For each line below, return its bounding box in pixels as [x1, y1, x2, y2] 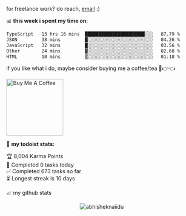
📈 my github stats [6, 189, 52, 197]
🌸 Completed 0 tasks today [6, 161, 74, 168]
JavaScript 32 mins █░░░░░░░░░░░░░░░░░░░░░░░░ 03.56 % [6, 42, 181, 48]
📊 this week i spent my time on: [6, 17, 88, 24]
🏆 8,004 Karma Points [6, 153, 64, 160]
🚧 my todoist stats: [6, 141, 55, 148]
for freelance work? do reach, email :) [6, 5, 100, 12]
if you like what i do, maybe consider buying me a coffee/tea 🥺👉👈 [6, 65, 176, 72]
